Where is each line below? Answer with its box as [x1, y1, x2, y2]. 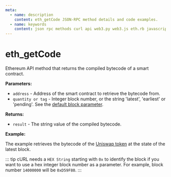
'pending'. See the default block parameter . [12, 102, 104, 108]
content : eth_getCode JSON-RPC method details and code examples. [14, 17, 158, 22]
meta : [5, 7, 17, 13]
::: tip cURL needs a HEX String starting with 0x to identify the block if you [5, 156, 159, 162]
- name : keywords [10, 21, 47, 27]
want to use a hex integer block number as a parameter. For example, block [5, 162, 164, 168]
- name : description [10, 12, 53, 17]
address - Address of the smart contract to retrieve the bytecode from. [12, 90, 160, 97]
